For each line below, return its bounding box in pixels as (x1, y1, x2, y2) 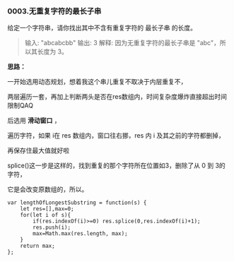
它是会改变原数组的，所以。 (7, 185, 88, 193)
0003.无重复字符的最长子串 (7, 6, 102, 16)
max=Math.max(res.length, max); (33, 230, 129, 237)
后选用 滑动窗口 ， (7, 117, 61, 125)
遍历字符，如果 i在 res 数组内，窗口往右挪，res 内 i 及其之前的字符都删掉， (7, 131, 225, 140)
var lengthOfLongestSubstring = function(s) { (7, 199, 147, 206)
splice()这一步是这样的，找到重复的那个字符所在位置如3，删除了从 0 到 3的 (7, 161, 226, 170)
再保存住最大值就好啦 (7, 146, 69, 155)
